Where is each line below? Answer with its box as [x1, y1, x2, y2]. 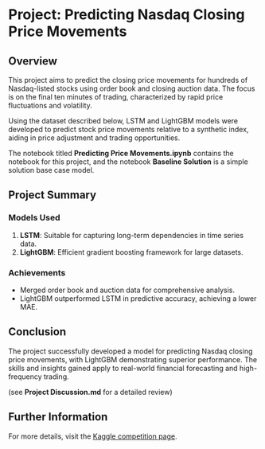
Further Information [8, 410, 108, 424]
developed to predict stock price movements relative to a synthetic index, [8, 125, 249, 134]
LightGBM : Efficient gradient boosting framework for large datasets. [19, 247, 244, 256]
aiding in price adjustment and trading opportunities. [8, 133, 181, 143]
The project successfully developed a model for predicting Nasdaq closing [8, 346, 253, 356]
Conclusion [8, 325, 67, 339]
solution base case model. [8, 166, 95, 174]
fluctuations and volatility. [8, 101, 93, 110]
